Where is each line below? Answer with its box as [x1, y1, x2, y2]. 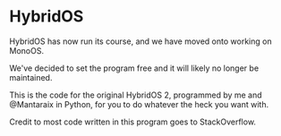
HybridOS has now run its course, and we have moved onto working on [9, 36, 272, 47]
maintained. [9, 72, 53, 82]
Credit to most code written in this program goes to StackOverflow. [9, 116, 257, 127]
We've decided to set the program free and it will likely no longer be [9, 63, 260, 73]
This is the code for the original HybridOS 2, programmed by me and [9, 89, 262, 100]
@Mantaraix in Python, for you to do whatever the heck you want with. [9, 98, 269, 109]
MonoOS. [9, 45, 45, 55]
